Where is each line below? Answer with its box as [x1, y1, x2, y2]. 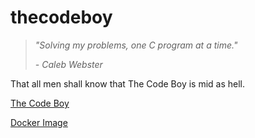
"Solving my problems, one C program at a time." [34, 39, 238, 51]
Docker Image [10, 116, 68, 128]
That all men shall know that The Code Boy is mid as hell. [10, 77, 246, 90]
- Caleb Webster [34, 58, 103, 70]
